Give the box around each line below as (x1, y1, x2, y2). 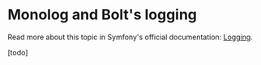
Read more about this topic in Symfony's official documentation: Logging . (7, 32, 253, 42)
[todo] (7, 47, 28, 57)
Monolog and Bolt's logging (7, 6, 198, 24)
